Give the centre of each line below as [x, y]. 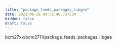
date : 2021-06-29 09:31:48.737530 [41, 14]
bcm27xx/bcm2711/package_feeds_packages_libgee [58, 37]
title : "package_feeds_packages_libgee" [47, 10]
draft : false [19, 23]
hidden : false [20, 19]
